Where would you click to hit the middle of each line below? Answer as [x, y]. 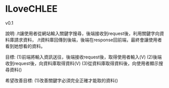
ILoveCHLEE [31, 9]
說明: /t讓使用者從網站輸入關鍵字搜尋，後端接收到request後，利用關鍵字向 [82, 33]
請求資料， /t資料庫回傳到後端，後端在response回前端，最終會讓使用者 [88, 40]
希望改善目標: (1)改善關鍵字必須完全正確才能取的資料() [62, 80]
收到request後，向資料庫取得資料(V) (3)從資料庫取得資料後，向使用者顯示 [82, 63]
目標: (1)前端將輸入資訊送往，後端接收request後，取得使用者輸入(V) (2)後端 [83, 57]
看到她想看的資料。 [25, 46]
